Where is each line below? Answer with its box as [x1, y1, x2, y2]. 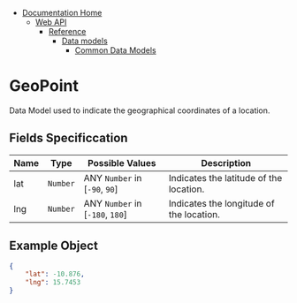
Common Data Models [74, 45, 156, 56]
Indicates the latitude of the [168, 171, 283, 184]
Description [201, 156, 252, 169]
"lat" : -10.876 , [25, 269, 86, 279]
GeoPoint [9, 76, 80, 96]
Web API [34, 17, 67, 27]
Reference [48, 27, 87, 36]
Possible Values [87, 156, 156, 169]
